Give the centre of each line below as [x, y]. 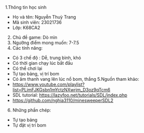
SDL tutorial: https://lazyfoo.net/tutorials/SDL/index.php [70, 95]
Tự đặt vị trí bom [29, 125]
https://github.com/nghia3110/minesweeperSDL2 [63, 100]
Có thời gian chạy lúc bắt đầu [43, 63]
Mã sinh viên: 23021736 [37, 22]
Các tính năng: [27, 48]
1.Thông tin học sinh [26, 7]
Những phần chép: [32, 110]
